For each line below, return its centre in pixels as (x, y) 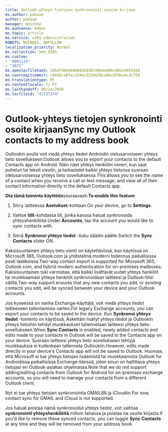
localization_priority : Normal (38, 47)
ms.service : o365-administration (40, 38)
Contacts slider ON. (33, 241)
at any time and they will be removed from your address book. (69, 424)
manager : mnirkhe (23, 24)
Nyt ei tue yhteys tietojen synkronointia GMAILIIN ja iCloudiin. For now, (77, 393)
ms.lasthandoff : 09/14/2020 (35, 89)
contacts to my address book (67, 140)
